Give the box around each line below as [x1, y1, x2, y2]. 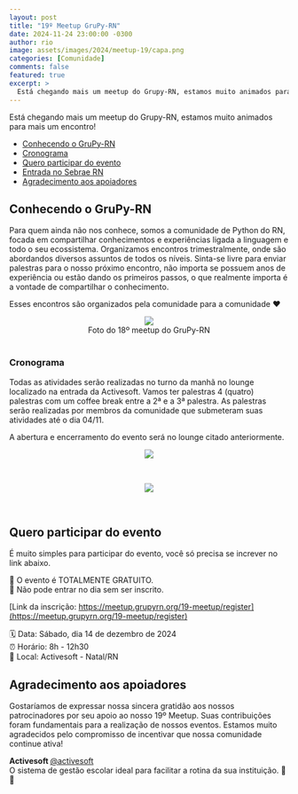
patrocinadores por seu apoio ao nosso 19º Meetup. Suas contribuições [9, 711, 272, 721]
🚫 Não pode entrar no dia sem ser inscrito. [9, 585, 164, 595]
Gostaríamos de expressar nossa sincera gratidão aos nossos [9, 701, 235, 711]
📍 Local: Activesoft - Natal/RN [9, 651, 119, 662]
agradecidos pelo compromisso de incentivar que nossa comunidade [9, 729, 263, 740]
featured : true [9, 71, 66, 80]
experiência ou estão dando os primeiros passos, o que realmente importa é [9, 272, 288, 283]
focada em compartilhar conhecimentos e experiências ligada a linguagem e [9, 234, 289, 245]
